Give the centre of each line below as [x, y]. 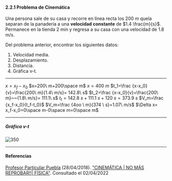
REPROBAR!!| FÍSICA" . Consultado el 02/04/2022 [57, 173]
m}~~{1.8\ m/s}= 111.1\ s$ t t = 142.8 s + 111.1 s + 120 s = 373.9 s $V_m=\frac [84, 98]
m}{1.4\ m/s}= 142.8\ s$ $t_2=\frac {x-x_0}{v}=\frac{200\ [98, 93]
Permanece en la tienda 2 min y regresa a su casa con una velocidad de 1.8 [85, 29]
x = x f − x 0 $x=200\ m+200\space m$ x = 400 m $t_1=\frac [68, 86]
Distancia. [23, 66]
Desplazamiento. [30, 60]
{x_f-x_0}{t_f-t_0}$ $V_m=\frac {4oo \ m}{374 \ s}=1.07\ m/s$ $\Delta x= [82, 105]
